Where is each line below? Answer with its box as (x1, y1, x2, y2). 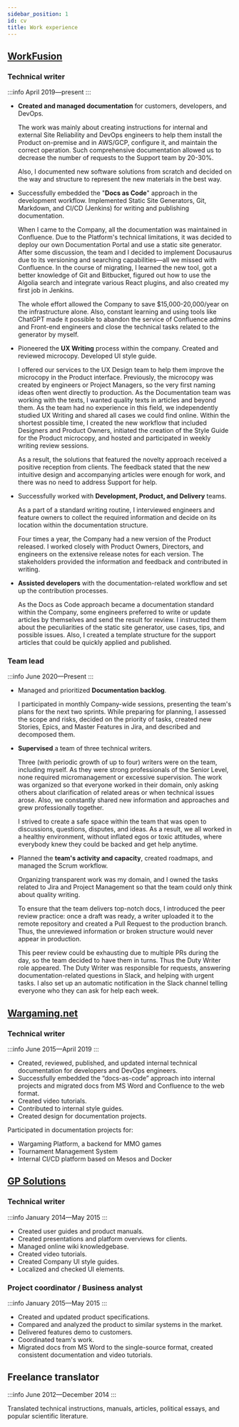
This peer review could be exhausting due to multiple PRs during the (17, 948, 219, 957)
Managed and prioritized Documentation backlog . (17, 686, 167, 695)
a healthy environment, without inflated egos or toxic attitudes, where (17, 833, 223, 841)
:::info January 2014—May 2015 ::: (7, 1213, 108, 1221)
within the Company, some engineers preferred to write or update (17, 608, 211, 616)
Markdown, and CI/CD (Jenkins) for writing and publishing (17, 204, 189, 213)
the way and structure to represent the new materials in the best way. (17, 175, 223, 184)
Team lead (7, 656, 44, 666)
